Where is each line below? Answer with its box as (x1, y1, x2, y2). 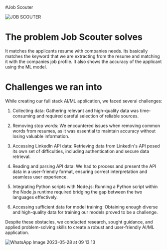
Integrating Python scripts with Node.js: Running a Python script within (12, 183, 158, 189)
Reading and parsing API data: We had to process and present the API (12, 163, 157, 169)
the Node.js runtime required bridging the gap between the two (12, 188, 143, 194)
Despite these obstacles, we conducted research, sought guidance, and (5, 218, 153, 224)
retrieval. (12, 153, 31, 159)
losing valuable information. (12, 133, 70, 139)
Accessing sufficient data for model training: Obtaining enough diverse (12, 203, 158, 209)
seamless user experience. (12, 173, 68, 179)
